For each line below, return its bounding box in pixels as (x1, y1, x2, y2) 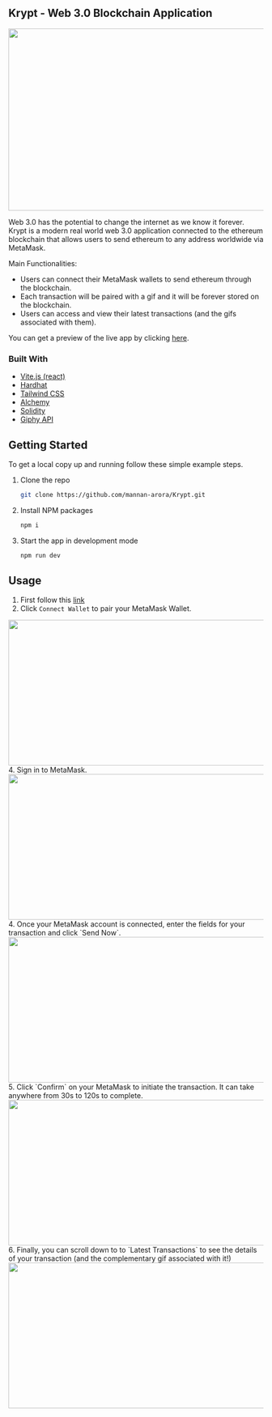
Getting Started (8, 438, 88, 452)
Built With (8, 353, 49, 364)
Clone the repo (19, 475, 70, 485)
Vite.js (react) (19, 371, 66, 381)
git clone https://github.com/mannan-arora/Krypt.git (19, 490, 206, 498)
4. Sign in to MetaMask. (8, 765, 87, 775)
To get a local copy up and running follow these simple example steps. (8, 459, 244, 469)
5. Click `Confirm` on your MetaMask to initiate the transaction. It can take (8, 1082, 255, 1092)
